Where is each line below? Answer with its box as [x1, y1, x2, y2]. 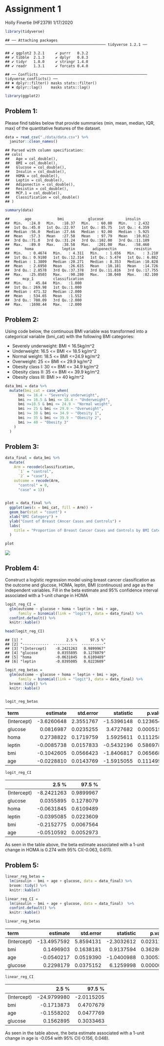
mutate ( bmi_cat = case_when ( [9, 388, 69, 393]
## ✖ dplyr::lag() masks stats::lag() [5, 85, 91, 90]
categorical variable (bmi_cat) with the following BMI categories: [5, 333, 135, 339]
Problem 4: [5, 564, 40, 572]
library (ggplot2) [5, 93, 41, 98]
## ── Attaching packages [5, 38, 58, 43]
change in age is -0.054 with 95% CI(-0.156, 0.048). [5, 1035, 110, 1041]
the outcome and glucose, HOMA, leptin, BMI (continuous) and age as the [5, 582, 154, 588]
